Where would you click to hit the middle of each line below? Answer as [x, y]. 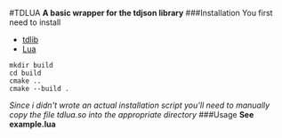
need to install [35, 22]
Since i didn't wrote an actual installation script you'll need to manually [140, 105]
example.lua [32, 124]
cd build [25, 73]
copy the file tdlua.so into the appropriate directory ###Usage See [132, 114]
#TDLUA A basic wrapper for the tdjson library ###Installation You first [141, 13]
